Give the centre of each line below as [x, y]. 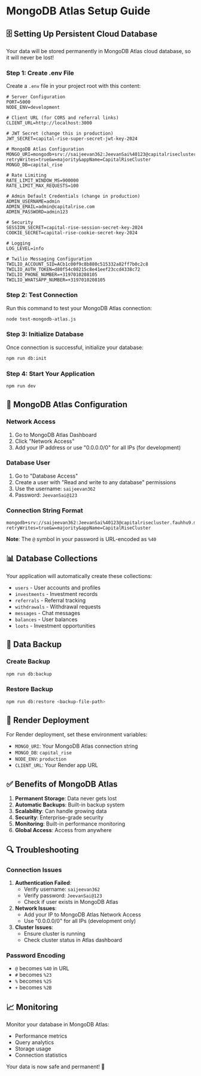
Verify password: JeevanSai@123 [63, 895]
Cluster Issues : [34, 927]
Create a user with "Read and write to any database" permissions [95, 482]
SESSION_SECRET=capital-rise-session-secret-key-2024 [75, 228]
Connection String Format [45, 511]
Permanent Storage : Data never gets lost [66, 799]
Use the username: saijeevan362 [55, 488]
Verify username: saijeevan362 [62, 889]
